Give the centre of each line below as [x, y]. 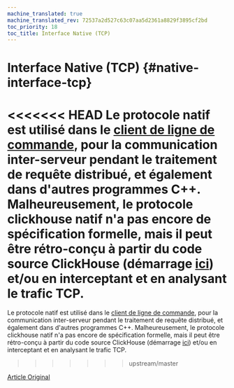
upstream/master [154, 363]
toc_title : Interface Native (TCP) [59, 33]
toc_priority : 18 [32, 27]
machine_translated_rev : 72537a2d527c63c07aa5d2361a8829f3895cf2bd [108, 20]
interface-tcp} [50, 83]
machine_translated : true [45, 14]
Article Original [29, 377]
